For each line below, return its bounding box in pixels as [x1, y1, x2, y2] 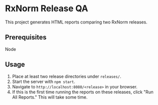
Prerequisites [5, 33, 47, 42]
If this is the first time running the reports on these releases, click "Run [12, 89, 154, 95]
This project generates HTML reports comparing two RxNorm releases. [5, 19, 147, 25]
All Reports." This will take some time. [12, 94, 88, 100]
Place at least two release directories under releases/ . [12, 73, 122, 79]
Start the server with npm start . [12, 79, 75, 84]
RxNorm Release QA [5, 3, 88, 14]
